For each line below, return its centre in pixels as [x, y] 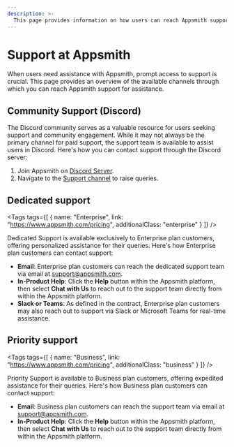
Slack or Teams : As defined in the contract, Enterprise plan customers [118, 304]
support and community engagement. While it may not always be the [106, 135]
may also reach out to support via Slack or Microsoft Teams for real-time [122, 311]
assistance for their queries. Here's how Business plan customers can [107, 386]
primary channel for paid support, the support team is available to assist [110, 142]
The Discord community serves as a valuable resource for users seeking [111, 128]
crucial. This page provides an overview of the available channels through [113, 82]
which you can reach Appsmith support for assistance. [86, 89]
